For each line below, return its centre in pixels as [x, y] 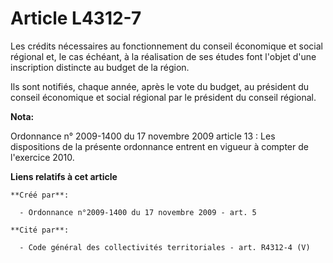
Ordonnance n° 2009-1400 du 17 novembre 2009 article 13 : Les [143, 136]
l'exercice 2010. [42, 157]
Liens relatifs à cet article [64, 176]
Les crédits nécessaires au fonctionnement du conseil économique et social [166, 46]
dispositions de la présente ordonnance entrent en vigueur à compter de [159, 146]
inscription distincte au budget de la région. [100, 67]
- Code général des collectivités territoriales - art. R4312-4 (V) [165, 247]
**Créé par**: [40, 195]
